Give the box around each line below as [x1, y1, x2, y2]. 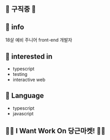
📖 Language [5, 91, 45, 100]
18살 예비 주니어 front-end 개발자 [5, 37, 73, 43]
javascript [12, 110, 34, 116]
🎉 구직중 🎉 [5, 5, 36, 14]
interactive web [12, 76, 46, 83]
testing [12, 71, 28, 77]
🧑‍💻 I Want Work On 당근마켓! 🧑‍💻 [5, 127, 106, 135]
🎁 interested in [5, 52, 53, 61]
